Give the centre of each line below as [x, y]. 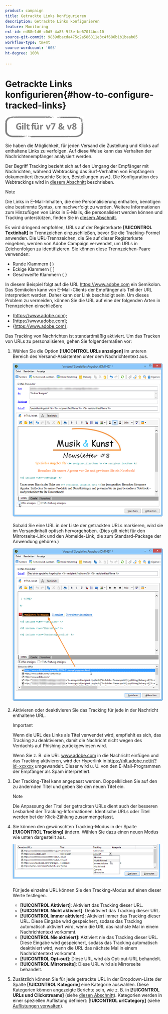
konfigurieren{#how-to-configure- [79, 94]
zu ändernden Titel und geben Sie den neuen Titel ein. [69, 786]
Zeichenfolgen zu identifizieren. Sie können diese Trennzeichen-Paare [78, 249]
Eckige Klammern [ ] [34, 269]
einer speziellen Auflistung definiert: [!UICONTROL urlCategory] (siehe [86, 1001]
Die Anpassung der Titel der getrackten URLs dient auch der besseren [85, 806]
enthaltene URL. [29, 715]
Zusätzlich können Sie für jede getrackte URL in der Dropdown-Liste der [87, 979]
